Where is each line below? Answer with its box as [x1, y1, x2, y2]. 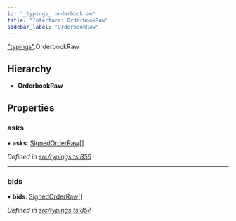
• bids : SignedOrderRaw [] [7, 192, 83, 201]
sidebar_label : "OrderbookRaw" [7, 23, 99, 30]
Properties [7, 102, 55, 114]
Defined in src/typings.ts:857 [7, 206, 91, 215]
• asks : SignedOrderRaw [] [7, 138, 84, 147]
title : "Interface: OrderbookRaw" [7, 17, 109, 24]
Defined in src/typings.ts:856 [7, 152, 92, 161]
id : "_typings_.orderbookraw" [7, 10, 96, 18]
